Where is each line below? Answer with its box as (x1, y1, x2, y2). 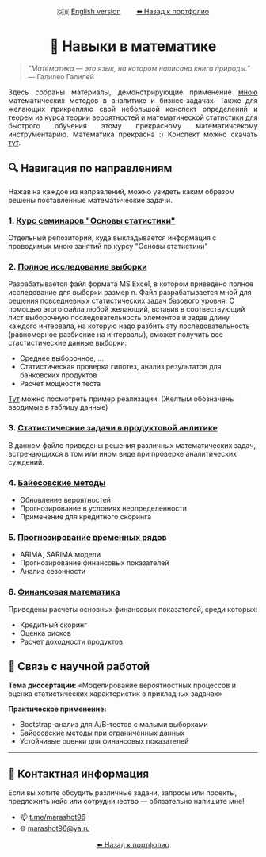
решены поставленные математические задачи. (8, 195, 173, 205)
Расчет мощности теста (19, 379, 101, 388)
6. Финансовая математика (8, 587, 120, 598)
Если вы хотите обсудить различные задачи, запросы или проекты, (8, 788, 237, 798)
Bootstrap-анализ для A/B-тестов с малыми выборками (19, 720, 208, 729)
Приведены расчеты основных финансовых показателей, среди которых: (8, 604, 258, 614)
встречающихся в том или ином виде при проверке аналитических (8, 449, 237, 458)
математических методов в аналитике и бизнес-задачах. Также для (8, 95, 258, 105)
